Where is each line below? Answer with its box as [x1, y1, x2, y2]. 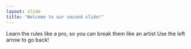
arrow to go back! [6, 36, 49, 43]
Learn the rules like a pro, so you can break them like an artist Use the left [6, 30, 186, 37]
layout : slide [6, 8, 41, 15]
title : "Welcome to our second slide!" [6, 14, 104, 20]
